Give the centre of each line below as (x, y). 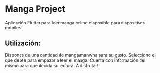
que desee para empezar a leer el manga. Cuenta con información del (75, 60)
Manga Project (35, 9)
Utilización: (23, 43)
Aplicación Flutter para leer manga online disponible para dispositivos (75, 23)
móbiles (13, 27)
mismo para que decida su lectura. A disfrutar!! (52, 65)
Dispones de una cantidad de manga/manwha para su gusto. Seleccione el (80, 55)
